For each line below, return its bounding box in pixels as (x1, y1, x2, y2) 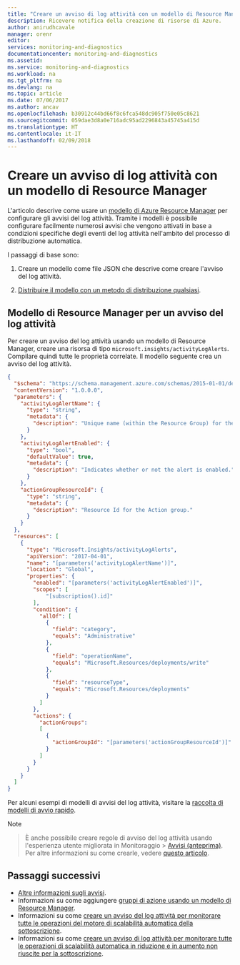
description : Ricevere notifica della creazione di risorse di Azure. (7, 17, 222, 24)
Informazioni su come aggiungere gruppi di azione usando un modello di (17, 896, 231, 904)
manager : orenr (7, 30, 53, 38)
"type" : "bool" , (26, 446, 75, 454)
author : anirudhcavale (7, 24, 75, 31)
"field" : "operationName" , (52, 652, 133, 660)
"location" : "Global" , (26, 566, 94, 573)
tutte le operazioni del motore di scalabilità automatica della (17, 919, 194, 927)
